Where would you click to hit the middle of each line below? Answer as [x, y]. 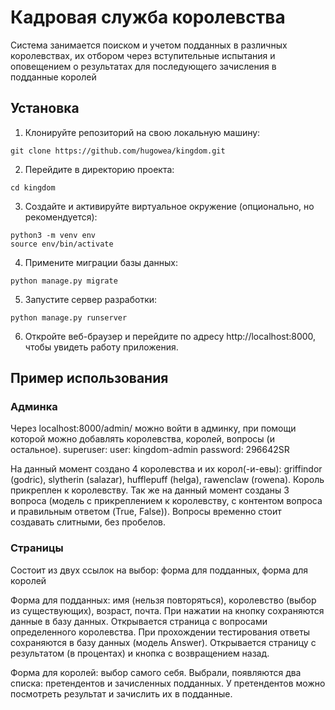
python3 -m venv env [53, 235]
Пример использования [89, 378]
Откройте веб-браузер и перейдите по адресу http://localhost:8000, [170, 336]
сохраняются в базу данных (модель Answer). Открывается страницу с [163, 642]
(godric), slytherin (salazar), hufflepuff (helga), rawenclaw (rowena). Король [167, 480]
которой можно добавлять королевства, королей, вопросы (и [142, 439]
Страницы [37, 548]
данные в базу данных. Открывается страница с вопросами [139, 621]
